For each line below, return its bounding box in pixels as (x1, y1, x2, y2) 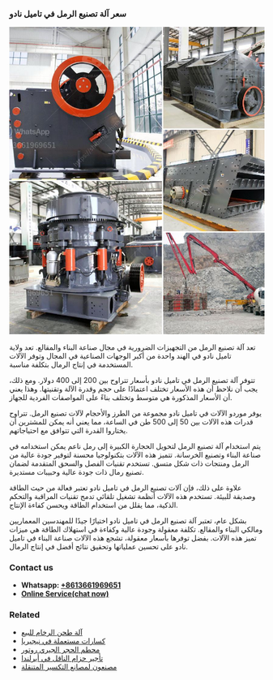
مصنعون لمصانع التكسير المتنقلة (20, 662, 117, 672)
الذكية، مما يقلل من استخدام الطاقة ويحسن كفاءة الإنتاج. (9, 500, 179, 510)
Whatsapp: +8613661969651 (20, 580, 121, 590)
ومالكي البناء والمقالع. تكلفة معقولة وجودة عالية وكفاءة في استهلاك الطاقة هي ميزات (9, 524, 262, 534)
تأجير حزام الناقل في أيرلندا (20, 653, 104, 663)
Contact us (9, 562, 53, 573)
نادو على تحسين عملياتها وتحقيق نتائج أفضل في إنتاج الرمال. (9, 541, 189, 551)
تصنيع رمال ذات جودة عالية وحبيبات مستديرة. (9, 467, 144, 476)
